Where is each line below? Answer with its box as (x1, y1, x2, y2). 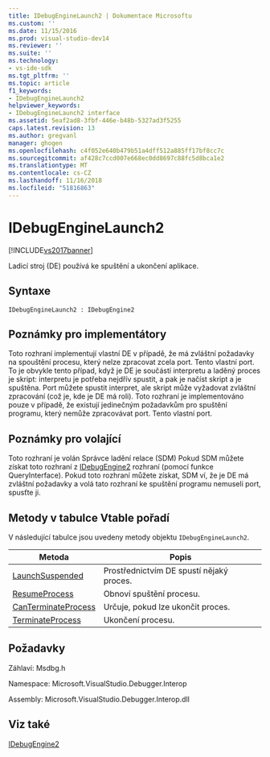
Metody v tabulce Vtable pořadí (8, 511, 170, 524)
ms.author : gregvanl (8, 131, 78, 139)
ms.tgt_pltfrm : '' (8, 72, 70, 80)
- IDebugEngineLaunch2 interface (8, 110, 121, 118)
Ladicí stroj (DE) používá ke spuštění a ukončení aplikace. (8, 261, 199, 271)
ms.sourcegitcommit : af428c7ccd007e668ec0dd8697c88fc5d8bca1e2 (8, 154, 225, 162)
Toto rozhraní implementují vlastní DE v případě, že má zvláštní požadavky (8, 349, 255, 358)
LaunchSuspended (12, 569, 84, 581)
